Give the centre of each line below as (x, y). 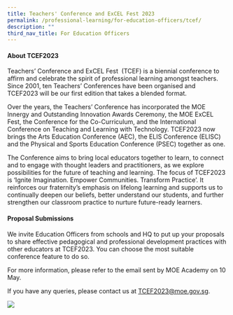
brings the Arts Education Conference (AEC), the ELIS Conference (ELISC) (114, 136)
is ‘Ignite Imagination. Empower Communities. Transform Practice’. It (106, 180)
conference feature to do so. (48, 256)
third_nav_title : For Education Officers (69, 33)
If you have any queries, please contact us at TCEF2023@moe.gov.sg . (109, 290)
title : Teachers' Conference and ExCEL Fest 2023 (81, 14)
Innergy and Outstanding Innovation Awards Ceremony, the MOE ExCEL (111, 114)
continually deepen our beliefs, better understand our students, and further (115, 195)
